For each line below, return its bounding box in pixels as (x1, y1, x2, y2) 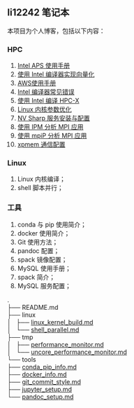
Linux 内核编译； (17, 175, 66, 184)
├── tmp (7, 332, 33, 341)
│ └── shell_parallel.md (7, 325, 80, 334)
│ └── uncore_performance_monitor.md (7, 348, 127, 356)
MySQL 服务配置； (17, 281, 71, 290)
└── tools (7, 355, 36, 363)
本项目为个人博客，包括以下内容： (7, 27, 105, 35)
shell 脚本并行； (17, 184, 64, 192)
